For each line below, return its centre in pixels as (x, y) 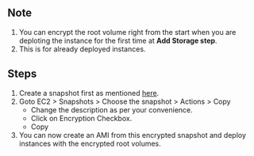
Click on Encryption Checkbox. (81, 118)
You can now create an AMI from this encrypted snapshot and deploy (133, 135)
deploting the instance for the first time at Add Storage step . (118, 40)
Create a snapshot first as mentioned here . (89, 93)
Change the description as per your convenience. (112, 109)
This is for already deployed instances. (82, 49)
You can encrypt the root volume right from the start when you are (127, 32)
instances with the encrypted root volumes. (90, 143)
